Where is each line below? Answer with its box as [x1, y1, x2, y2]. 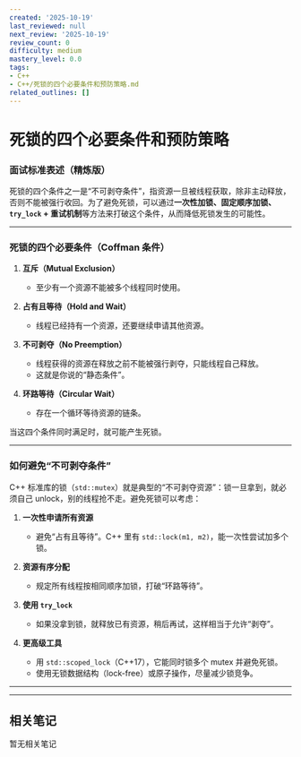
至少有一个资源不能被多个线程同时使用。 [35, 282, 185, 293]
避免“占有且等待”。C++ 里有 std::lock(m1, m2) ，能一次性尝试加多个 [35, 530, 289, 542]
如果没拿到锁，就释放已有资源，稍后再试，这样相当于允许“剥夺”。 [35, 618, 279, 629]
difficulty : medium [9, 47, 82, 56]
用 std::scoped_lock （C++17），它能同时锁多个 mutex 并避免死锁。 [35, 656, 283, 667]
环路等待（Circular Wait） [21, 389, 119, 400]
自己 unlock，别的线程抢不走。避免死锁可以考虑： [16, 493, 202, 503]
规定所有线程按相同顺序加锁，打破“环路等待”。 [35, 580, 208, 591]
